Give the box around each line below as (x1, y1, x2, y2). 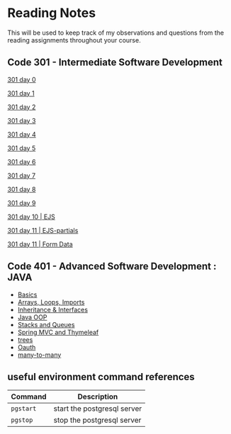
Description (77, 392, 118, 401)
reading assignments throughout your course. (7, 35, 141, 44)
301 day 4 (7, 130, 37, 139)
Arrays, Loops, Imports (17, 297, 85, 306)
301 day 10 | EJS (7, 212, 55, 221)
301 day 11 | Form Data (7, 239, 73, 249)
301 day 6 (7, 157, 36, 166)
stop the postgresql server (53, 416, 142, 426)
